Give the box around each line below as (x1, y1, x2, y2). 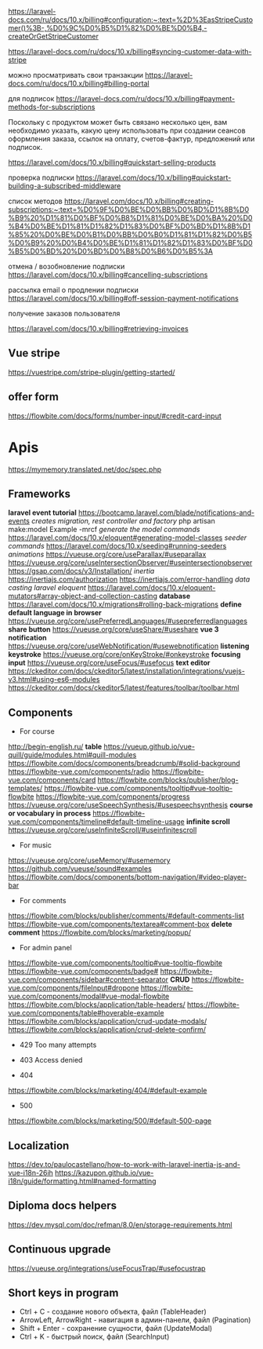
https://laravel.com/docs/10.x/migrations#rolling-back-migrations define (8, 600, 243, 609)
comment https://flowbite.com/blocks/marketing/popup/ (8, 928, 192, 937)
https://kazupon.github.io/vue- (54, 1169, 154, 1177)
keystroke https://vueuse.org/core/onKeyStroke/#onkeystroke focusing (8, 650, 241, 659)
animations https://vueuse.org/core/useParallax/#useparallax (8, 549, 207, 560)
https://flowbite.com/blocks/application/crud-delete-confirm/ (8, 1025, 206, 1034)
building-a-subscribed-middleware (8, 181, 121, 191)
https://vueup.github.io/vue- (103, 742, 196, 752)
